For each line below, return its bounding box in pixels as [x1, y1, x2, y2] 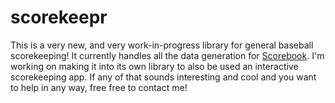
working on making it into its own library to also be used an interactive [10, 60, 299, 72]
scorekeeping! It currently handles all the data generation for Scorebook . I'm [10, 49, 325, 61]
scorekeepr [10, 6, 108, 29]
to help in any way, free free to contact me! [10, 81, 188, 93]
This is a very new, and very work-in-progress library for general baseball [10, 39, 314, 51]
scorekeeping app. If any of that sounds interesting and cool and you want [10, 71, 317, 83]
